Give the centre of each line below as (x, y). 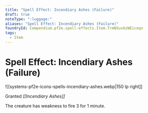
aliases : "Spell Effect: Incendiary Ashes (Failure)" (62, 24)
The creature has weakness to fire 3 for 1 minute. (55, 106)
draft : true (17, 14)
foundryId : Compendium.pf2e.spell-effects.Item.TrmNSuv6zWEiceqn (74, 28)
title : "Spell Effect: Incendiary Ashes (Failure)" (60, 10)
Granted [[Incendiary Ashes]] (35, 96)
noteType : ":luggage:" (29, 19)
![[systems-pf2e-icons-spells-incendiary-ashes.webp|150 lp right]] (74, 86)
